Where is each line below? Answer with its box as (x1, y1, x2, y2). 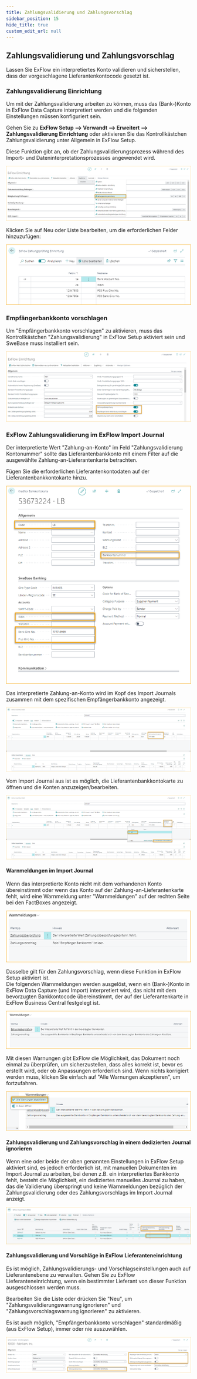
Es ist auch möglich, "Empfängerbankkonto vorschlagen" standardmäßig (6, 1319, 182, 1326)
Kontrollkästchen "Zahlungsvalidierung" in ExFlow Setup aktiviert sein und (6, 334, 185, 341)
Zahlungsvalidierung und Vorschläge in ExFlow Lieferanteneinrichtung (6, 1252, 182, 1259)
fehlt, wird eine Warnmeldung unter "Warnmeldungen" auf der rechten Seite (6, 893, 190, 900)
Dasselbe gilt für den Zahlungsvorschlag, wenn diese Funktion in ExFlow (6, 968, 182, 975)
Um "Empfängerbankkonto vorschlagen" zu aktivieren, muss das (6, 327, 163, 334)
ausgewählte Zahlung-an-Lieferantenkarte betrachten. (6, 457, 138, 464)
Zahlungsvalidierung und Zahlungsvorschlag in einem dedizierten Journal (6, 1139, 191, 1146)
